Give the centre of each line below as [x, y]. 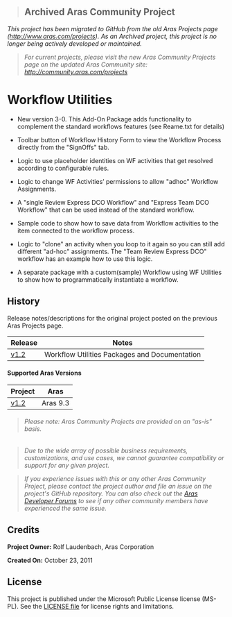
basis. [33, 429]
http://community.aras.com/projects [76, 71]
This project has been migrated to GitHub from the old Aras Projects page [113, 28]
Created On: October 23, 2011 [50, 560]
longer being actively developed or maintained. [74, 43]
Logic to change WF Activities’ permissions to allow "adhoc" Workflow [118, 181]
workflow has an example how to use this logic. [85, 259]
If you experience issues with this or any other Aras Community [115, 478]
